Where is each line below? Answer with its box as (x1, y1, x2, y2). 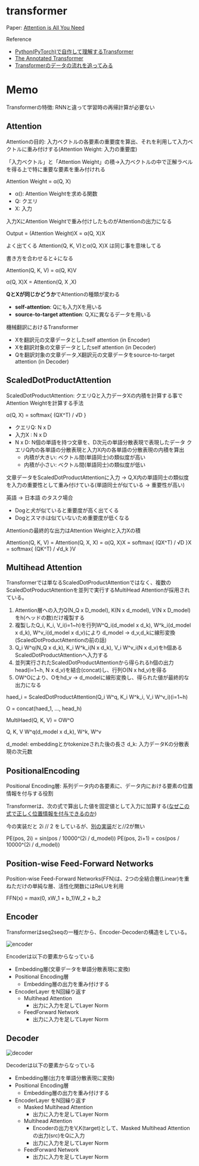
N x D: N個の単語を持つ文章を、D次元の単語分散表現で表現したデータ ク (14, 439, 192, 446)
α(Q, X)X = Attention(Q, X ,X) (6, 278, 77, 285)
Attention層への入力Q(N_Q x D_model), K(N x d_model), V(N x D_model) (14, 607, 191, 614)
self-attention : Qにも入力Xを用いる (14, 303, 102, 310)
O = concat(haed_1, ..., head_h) (6, 705, 82, 713)
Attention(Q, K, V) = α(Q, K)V (6, 266, 77, 273)
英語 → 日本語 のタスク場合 (6, 494, 73, 501)
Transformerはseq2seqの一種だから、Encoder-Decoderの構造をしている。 (6, 928, 191, 936)
